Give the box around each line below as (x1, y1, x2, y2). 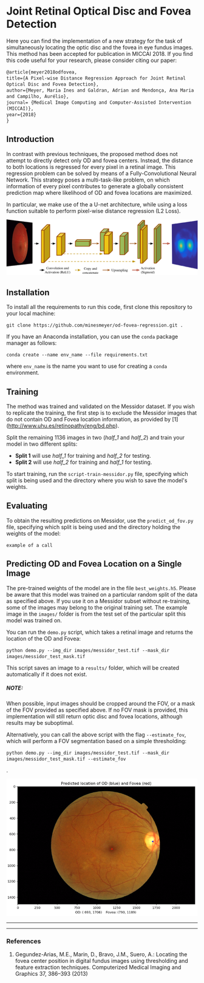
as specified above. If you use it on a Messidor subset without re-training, (6, 597, 191, 605)
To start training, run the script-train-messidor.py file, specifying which (6, 471, 188, 478)
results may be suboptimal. (6, 719, 74, 726)
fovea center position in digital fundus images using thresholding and (15, 957, 188, 965)
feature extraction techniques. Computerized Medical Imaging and (15, 964, 182, 971)
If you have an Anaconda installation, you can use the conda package (6, 333, 178, 341)
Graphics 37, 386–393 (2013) (15, 970, 88, 978)
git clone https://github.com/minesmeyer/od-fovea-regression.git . (6, 322, 183, 328)
